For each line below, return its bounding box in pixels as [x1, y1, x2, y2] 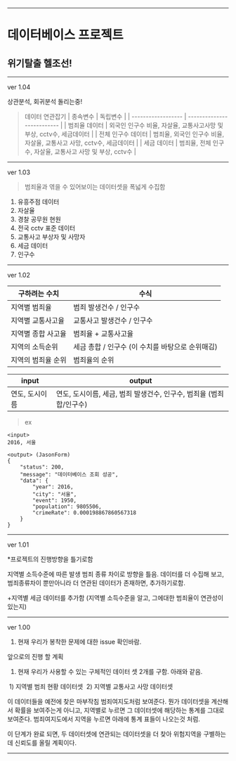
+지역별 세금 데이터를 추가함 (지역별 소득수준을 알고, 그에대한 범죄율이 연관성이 [7, 594, 223, 601]
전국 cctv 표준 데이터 [17, 224, 76, 232]
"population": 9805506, [32, 503, 102, 510]
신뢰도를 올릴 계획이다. [14, 739, 77, 747]
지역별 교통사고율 [11, 316, 65, 325]
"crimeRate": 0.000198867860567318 [32, 509, 137, 516]
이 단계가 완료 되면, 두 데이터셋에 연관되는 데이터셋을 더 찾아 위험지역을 [7, 730, 202, 738]
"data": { [20, 477, 49, 484]
